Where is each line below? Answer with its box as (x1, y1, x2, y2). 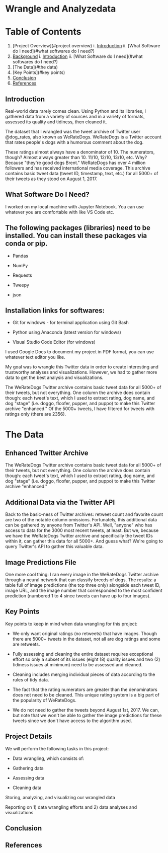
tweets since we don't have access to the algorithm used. (12, 718, 132, 724)
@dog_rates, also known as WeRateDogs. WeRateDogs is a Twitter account (5, 134, 162, 140)
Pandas (12, 253, 29, 259)
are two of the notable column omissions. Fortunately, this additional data (5, 517, 157, 523)
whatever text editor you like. (5, 354, 65, 360)
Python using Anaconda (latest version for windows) (12, 329, 122, 335)
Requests (12, 272, 32, 278)
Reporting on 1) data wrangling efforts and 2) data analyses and (5, 804, 137, 810)
